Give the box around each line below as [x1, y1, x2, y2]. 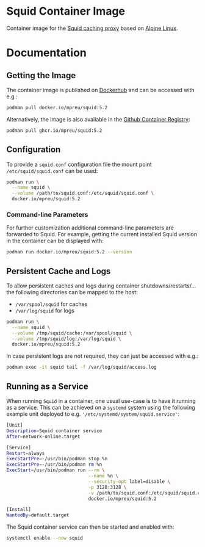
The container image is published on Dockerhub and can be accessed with [6, 86, 195, 93]
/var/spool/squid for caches [15, 300, 88, 308]
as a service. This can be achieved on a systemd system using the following [6, 404, 195, 411]
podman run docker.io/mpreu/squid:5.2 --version [6, 249, 132, 255]
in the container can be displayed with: [6, 237, 104, 245]
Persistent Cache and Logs [6, 266, 111, 276]
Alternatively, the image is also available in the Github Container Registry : [6, 115, 190, 123]
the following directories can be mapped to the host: [6, 288, 138, 295]
